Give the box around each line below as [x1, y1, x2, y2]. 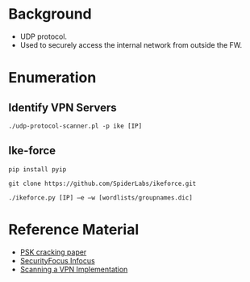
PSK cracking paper [19, 247, 87, 257]
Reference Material [8, 220, 140, 238]
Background [8, 5, 92, 23]
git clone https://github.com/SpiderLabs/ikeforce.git [8, 179, 197, 187]
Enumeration [8, 69, 97, 87]
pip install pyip [8, 165, 67, 174]
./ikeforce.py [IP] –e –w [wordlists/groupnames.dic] [8, 193, 194, 202]
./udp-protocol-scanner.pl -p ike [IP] [8, 122, 143, 130]
